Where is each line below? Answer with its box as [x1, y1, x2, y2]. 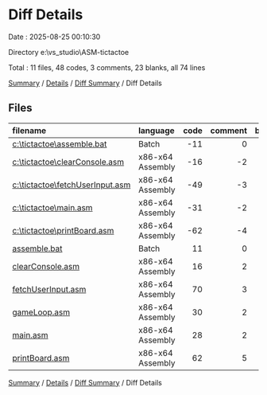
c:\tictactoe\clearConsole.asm [12, 156, 125, 167]
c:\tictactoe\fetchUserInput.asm [12, 179, 131, 190]
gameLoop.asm [12, 307, 70, 318]
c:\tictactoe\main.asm [12, 201, 93, 213]
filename [12, 125, 47, 136]
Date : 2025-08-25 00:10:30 [8, 32, 101, 41]
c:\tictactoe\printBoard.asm [12, 225, 114, 236]
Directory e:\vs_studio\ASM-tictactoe [8, 47, 130, 57]
